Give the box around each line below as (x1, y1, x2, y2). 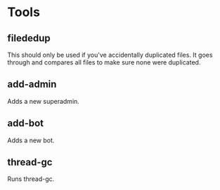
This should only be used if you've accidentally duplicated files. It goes (7, 50, 213, 59)
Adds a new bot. (7, 136, 55, 144)
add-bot (7, 117, 44, 130)
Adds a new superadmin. (7, 97, 79, 105)
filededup (7, 32, 51, 44)
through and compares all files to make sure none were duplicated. (7, 58, 201, 67)
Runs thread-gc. (7, 175, 55, 183)
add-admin (7, 79, 57, 90)
